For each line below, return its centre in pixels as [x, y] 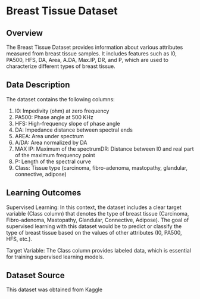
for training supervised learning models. [55, 257]
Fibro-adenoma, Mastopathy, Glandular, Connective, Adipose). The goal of [98, 220]
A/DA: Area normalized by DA [51, 142]
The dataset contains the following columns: [60, 99]
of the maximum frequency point [55, 155]
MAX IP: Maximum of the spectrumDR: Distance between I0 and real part [104, 149]
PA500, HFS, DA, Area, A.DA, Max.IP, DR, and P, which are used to [87, 60]
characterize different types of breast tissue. [61, 66]
